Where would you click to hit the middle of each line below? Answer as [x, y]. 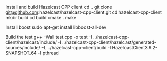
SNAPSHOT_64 [21, 53]
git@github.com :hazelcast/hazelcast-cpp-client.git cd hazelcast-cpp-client [84, 12]
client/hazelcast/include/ [31, 42]
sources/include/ [23, 48]
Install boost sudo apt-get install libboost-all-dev [56, 27]
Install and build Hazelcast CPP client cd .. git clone [59, 7]
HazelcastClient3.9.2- [135, 48]
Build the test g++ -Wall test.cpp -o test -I [49, 37]
